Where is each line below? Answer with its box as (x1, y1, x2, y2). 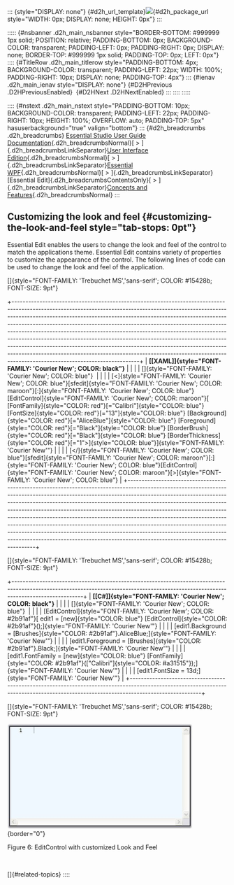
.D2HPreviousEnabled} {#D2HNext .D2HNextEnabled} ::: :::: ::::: (7, 88, 191, 96)
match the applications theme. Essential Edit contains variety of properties (7, 248, 221, 256)
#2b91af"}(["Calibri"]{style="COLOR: (54, 658, 161, 667)
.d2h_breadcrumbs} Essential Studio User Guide (7, 132, 147, 139)
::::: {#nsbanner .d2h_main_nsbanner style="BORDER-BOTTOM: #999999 (7, 29, 220, 36)
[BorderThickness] (167, 431, 221, 439)
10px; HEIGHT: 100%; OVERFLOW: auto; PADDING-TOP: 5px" (29, 116, 205, 125)
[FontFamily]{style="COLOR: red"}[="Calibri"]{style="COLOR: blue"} (7, 401, 205, 409)
